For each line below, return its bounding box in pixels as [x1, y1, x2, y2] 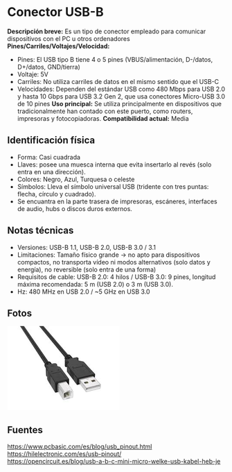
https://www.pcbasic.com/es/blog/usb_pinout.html [7, 442, 152, 451]
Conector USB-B [7, 4, 104, 20]
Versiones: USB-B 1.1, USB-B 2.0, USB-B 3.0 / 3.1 [17, 243, 156, 251]
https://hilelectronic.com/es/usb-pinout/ [7, 450, 122, 458]
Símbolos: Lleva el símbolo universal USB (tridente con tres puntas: [17, 182, 209, 191]
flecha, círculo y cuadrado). [17, 189, 96, 198]
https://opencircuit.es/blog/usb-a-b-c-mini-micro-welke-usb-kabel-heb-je [7, 457, 221, 466]
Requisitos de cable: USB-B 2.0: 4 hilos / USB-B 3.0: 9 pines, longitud [17, 272, 216, 281]
